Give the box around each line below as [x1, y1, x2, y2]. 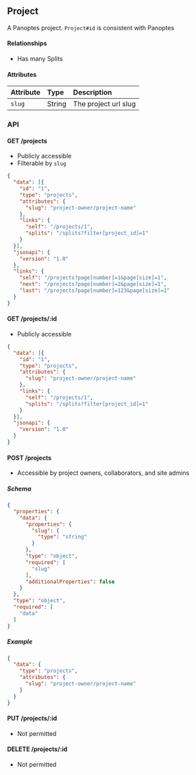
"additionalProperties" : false [25, 578, 115, 585]
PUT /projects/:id [7, 714, 58, 722]
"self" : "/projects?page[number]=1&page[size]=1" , [19, 274, 167, 282]
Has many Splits [16, 55, 63, 63]
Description [73, 88, 112, 97]
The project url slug [73, 99, 136, 109]
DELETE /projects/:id [7, 745, 68, 753]
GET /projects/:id [7, 315, 57, 323]
